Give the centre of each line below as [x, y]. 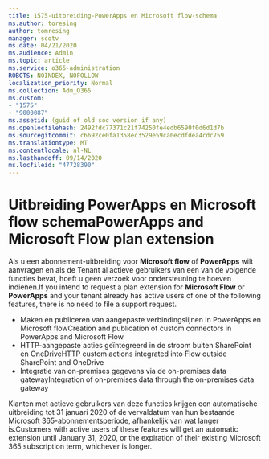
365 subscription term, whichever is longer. [80, 446]
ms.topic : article [39, 61]
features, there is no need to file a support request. [93, 304]
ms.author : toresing [43, 23]
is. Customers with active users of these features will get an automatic [123, 429]
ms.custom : [26, 98]
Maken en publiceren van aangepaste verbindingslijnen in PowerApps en [141, 320]
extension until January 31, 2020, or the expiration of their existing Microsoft [134, 438]
